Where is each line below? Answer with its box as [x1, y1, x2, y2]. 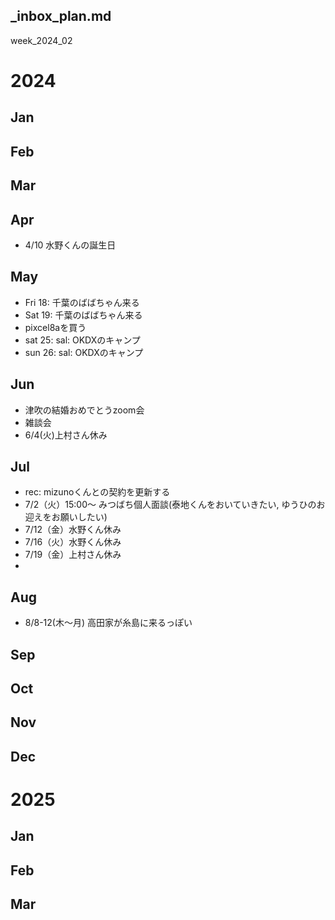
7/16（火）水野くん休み [24, 536, 122, 548]
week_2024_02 [10, 34, 73, 46]
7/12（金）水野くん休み [24, 524, 122, 536]
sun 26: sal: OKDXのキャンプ [24, 346, 144, 358]
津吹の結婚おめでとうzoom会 [24, 404, 145, 416]
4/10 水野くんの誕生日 [24, 239, 117, 251]
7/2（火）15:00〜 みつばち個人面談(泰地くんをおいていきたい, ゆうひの [24, 499, 317, 511]
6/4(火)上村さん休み [24, 429, 108, 441]
